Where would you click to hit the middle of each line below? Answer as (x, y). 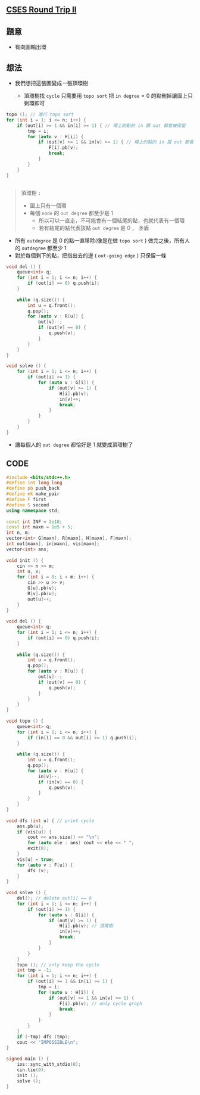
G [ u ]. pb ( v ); (43, 588)
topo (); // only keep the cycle (58, 965)
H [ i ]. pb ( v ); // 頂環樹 (86, 926)
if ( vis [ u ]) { (34, 832)
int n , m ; (18, 533)
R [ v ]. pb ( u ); (43, 593)
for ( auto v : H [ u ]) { (56, 771)
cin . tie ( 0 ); (32, 1070)
